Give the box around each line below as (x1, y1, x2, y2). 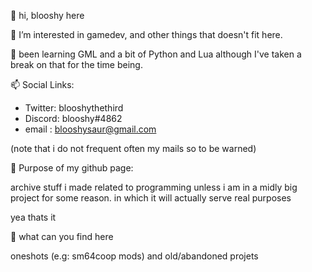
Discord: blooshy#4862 (24, 113, 123, 124)
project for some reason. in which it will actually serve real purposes (10, 192, 292, 204)
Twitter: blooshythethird (24, 102, 124, 114)
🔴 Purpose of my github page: (10, 162, 134, 174)
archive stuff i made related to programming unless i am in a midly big (10, 181, 298, 193)
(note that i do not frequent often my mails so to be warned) (10, 143, 257, 154)
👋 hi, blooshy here (10, 10, 85, 21)
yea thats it (10, 211, 57, 223)
